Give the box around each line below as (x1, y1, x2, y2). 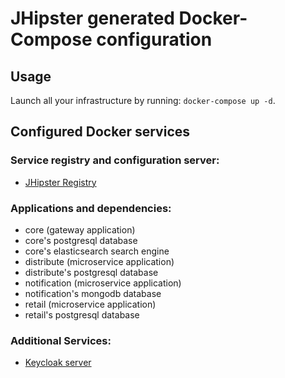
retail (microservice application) (24, 298, 157, 310)
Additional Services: (10, 333, 112, 347)
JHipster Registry (24, 176, 97, 188)
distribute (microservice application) (24, 255, 175, 267)
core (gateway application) (24, 223, 136, 236)
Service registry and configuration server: (10, 153, 220, 167)
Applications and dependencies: (10, 201, 172, 215)
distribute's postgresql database (24, 266, 159, 278)
